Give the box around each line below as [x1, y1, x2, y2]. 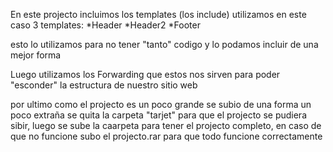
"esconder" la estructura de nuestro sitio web [10, 79, 198, 91]
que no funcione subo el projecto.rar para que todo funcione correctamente [10, 130, 323, 142]
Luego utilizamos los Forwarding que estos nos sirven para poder [10, 69, 281, 80]
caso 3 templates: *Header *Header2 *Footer [10, 19, 201, 31]
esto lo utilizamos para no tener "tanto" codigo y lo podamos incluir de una [10, 39, 319, 50]
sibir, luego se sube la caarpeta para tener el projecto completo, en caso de [10, 120, 322, 131]
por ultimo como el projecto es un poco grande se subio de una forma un [10, 99, 312, 110]
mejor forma [10, 49, 62, 61]
